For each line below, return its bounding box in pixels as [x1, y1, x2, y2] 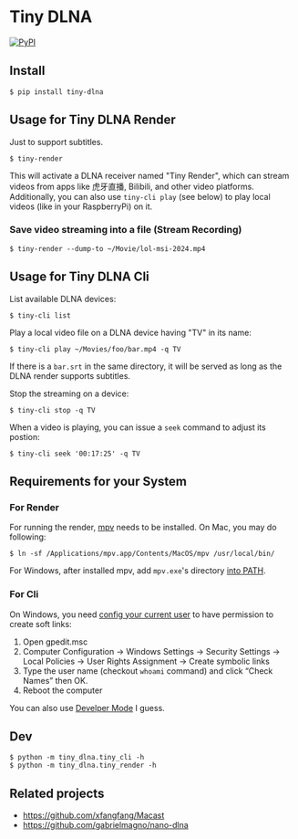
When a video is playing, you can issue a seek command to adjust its [9, 422, 266, 433]
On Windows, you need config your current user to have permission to [9, 609, 274, 620]
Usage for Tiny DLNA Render [9, 112, 176, 128]
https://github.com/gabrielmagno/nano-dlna [22, 820, 189, 831]
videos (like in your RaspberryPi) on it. [9, 201, 153, 212]
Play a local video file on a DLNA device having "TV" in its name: [9, 327, 252, 338]
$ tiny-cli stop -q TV [9, 405, 96, 414]
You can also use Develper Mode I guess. [9, 702, 166, 713]
